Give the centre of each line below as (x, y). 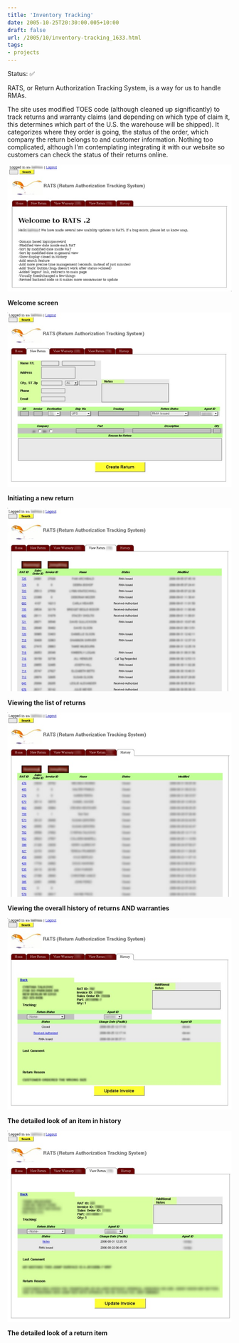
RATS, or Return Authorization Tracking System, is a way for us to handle (114, 88)
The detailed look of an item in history (64, 1120)
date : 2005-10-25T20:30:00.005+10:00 (63, 22)
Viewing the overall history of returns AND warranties (88, 908)
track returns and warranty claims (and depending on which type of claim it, (119, 117)
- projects (23, 53)
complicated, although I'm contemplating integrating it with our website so (116, 147)
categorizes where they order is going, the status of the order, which (108, 132)
